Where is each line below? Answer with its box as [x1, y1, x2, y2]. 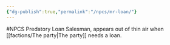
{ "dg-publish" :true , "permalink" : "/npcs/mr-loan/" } [6, 8, 137, 15]
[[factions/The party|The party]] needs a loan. [6, 31, 122, 39]
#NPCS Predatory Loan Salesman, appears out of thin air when [6, 25, 164, 32]
